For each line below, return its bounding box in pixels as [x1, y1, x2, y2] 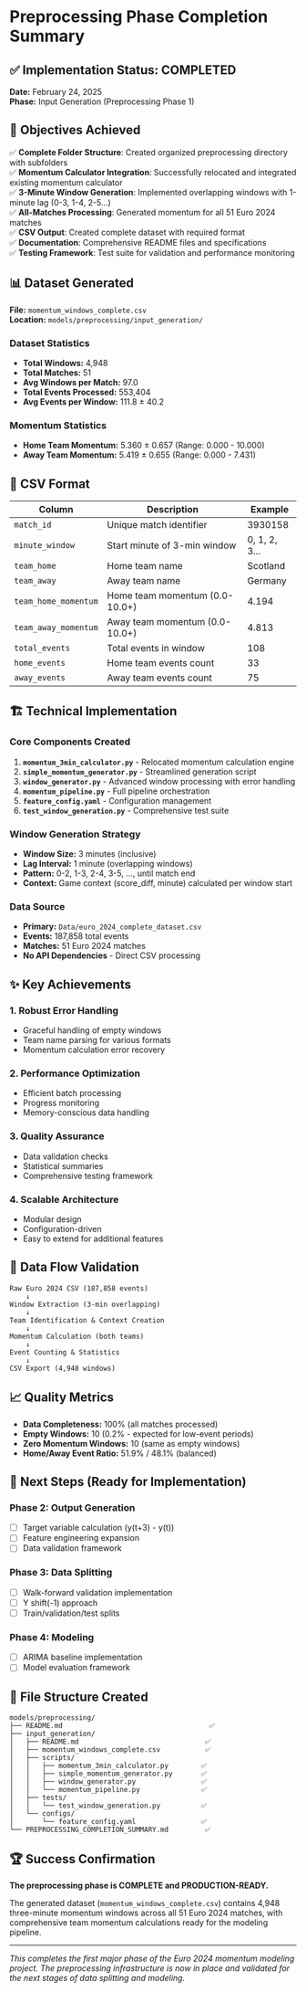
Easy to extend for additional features [22, 1233, 164, 1244]
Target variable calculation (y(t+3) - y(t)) [22, 1523, 175, 1534]
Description [147, 503, 199, 516]
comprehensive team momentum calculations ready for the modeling [9, 1916, 269, 1928]
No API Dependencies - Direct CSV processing [22, 950, 201, 961]
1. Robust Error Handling [9, 1004, 119, 1017]
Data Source [9, 900, 66, 912]
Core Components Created [9, 735, 131, 748]
